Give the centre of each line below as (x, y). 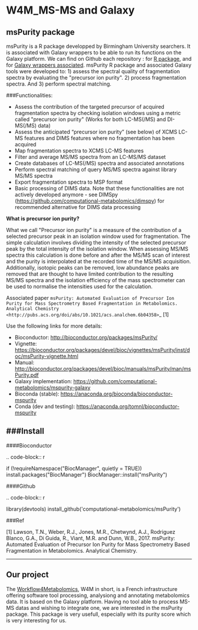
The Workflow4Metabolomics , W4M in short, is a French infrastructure (92, 589)
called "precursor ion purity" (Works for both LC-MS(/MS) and (90, 119)
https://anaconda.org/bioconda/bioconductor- (116, 394)
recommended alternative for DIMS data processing (77, 207)
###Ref (15, 520)
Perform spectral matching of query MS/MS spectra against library (95, 169)
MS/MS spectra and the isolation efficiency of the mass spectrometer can (96, 280)
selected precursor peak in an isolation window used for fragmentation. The (98, 236)
